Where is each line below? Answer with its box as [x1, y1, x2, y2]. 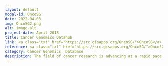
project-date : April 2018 [5, 30, 59, 35]
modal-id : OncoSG [5, 12, 41, 17]
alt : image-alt [5, 26, 37, 31]
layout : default [5, 7, 39, 12]
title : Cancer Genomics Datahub [5, 35, 72, 40]
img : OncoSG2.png [5, 21, 41, 26]
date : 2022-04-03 [5, 16, 41, 21]
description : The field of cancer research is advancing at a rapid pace [5, 53, 162, 59]
